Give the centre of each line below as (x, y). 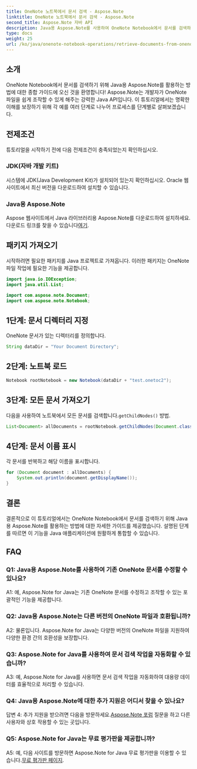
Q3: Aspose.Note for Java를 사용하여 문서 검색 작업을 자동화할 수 (95, 654)
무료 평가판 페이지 (42, 760)
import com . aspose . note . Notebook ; (48, 301)
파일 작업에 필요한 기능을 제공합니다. (47, 268)
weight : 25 (19, 39)
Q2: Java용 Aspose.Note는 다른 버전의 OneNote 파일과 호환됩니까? (98, 616)
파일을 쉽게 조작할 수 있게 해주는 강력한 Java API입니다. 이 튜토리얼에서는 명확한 (98, 99)
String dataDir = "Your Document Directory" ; (62, 347)
